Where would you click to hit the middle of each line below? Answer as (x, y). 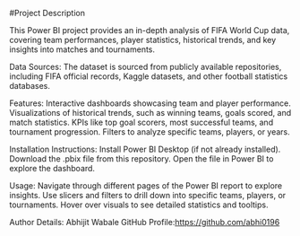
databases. (30, 86)
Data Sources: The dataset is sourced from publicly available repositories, (146, 67)
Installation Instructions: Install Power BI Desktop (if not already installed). (145, 149)
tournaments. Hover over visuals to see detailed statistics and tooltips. (139, 205)
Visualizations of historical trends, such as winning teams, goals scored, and (150, 113)
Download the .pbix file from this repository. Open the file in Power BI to (141, 159)
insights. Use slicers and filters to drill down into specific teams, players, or (148, 195)
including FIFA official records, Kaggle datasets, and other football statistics (149, 76)
